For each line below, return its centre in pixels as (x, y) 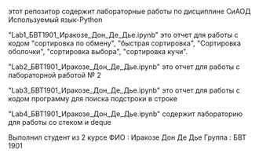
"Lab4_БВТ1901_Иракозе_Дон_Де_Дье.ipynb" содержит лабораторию (126, 114)
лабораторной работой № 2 (55, 75)
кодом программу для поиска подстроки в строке (93, 99)
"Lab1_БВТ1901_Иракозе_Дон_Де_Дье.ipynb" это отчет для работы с (123, 35)
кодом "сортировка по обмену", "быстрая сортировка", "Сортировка (125, 43)
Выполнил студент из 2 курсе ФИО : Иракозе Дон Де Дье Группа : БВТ (128, 137)
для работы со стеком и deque (60, 122)
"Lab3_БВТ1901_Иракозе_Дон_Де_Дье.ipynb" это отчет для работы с (124, 90)
